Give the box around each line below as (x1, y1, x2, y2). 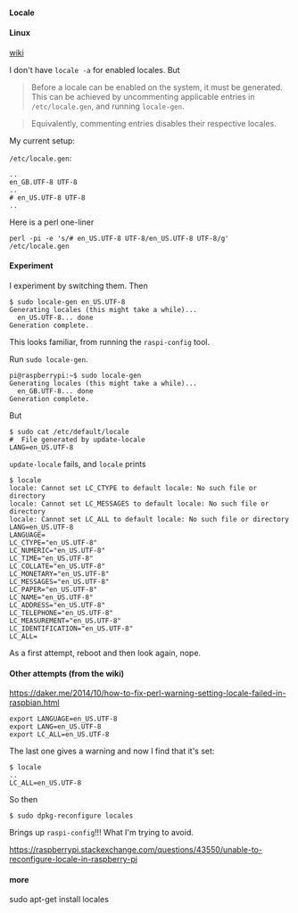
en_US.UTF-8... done (17, 313, 94, 322)
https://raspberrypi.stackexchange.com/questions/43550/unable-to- (9, 844, 263, 855)
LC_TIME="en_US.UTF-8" (9, 554, 94, 563)
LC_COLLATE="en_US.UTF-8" (9, 562, 105, 571)
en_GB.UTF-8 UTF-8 (9, 177, 78, 186)
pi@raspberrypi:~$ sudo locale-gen (9, 371, 142, 380)
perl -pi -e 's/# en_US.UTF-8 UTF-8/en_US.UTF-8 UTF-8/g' (9, 234, 229, 243)
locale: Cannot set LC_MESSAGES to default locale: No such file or (9, 499, 269, 508)
